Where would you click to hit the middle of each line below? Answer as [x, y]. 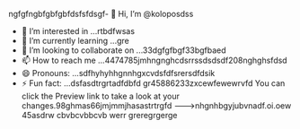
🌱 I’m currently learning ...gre [75, 41]
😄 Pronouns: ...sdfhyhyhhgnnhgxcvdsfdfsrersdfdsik [118, 73]
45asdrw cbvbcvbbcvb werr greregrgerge [99, 115]
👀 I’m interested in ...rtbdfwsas [78, 31]
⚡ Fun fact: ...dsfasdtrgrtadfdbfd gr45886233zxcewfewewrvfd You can [153, 83]
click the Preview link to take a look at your [101, 96]
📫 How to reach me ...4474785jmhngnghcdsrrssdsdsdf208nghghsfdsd [154, 60]
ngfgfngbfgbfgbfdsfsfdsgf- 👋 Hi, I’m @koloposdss [101, 14]
